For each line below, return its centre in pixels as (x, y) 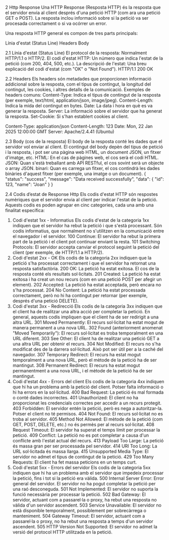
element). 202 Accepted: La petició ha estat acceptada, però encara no (87, 285)
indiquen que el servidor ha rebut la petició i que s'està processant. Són (87, 225)
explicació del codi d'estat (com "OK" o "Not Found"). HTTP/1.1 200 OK (79, 69)
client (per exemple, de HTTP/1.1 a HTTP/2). (58, 252)
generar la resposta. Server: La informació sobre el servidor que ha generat (84, 111)
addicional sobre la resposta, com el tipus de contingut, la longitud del (78, 84)
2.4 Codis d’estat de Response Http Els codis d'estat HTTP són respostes (81, 194)
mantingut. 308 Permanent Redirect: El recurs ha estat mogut (76, 365)
